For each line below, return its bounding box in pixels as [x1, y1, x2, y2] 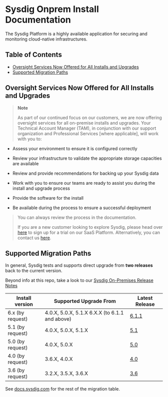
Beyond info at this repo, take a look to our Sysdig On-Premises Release [5, 277, 153, 283]
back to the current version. [5, 268, 62, 274]
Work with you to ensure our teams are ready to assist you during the [12, 180, 155, 186]
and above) [44, 315, 71, 322]
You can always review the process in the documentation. [17, 214, 136, 220]
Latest [137, 294, 153, 301]
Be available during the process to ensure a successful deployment [12, 204, 151, 211]
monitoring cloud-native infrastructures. [5, 36, 87, 42]
